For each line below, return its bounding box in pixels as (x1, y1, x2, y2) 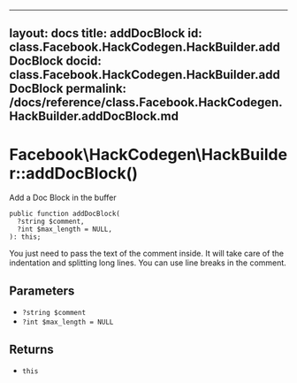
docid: (65, 54, 102, 69)
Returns (9, 341, 55, 356)
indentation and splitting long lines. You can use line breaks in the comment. (9, 257, 287, 268)
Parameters (9, 283, 75, 298)
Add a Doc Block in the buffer (9, 192, 117, 203)
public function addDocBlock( (9, 210, 121, 218)
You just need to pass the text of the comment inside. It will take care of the (9, 249, 285, 259)
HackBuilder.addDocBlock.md (9, 109, 179, 124)
